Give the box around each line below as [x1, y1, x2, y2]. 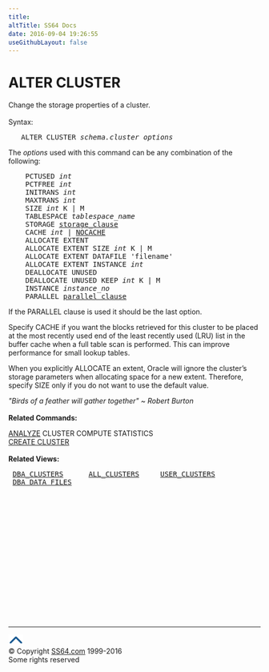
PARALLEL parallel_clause [25, 292, 127, 301]
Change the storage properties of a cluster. [8, 100, 151, 110]
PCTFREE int [25, 180, 72, 189]
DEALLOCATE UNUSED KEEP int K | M [25, 276, 161, 285]
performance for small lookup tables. [8, 348, 130, 358]
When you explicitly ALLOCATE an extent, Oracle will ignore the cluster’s [8, 364, 247, 373]
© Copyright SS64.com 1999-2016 [8, 646, 122, 656]
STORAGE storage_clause [25, 220, 118, 229]
